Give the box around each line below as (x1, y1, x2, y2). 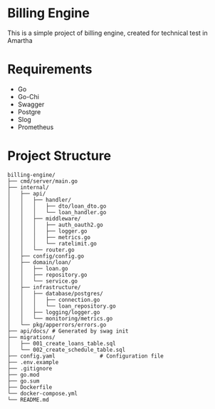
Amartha (7, 36, 33, 44)
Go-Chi (17, 92, 39, 101)
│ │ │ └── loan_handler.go (7, 208, 107, 216)
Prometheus (17, 123, 54, 131)
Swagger (17, 100, 45, 108)
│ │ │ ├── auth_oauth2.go (7, 221, 103, 228)
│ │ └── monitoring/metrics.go (7, 315, 113, 322)
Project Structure (7, 148, 112, 164)
